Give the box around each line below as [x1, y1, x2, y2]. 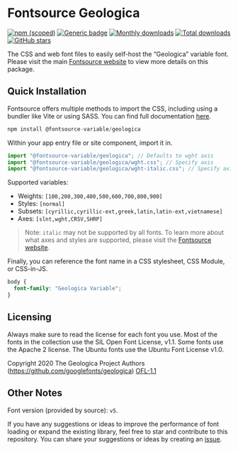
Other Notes [7, 387, 62, 399]
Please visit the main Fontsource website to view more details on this [7, 57, 209, 65]
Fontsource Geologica [7, 5, 140, 21]
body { [7, 278, 27, 285]
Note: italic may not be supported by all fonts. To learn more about [24, 229, 225, 237]
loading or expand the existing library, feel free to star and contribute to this [7, 427, 228, 436]
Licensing [7, 311, 52, 324]
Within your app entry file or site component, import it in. [7, 138, 173, 147]
